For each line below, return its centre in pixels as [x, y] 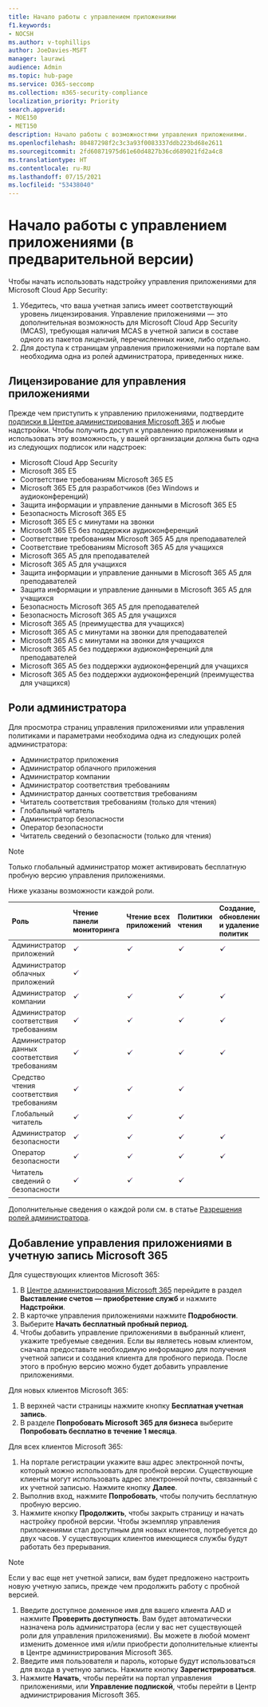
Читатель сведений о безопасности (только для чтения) [116, 836]
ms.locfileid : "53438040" [51, 185]
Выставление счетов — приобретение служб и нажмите [118, 1299]
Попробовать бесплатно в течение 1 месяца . [99, 1431]
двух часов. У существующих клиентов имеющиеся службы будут [134, 1539]
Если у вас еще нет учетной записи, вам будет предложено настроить [129, 1578]
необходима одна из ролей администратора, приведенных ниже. [132, 357]
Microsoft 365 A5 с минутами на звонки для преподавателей [123, 632]
